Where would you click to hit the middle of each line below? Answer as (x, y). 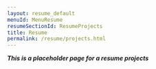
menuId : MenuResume (35, 20)
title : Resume (27, 32)
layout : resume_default (41, 13)
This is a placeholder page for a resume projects (78, 58)
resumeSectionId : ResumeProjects (55, 26)
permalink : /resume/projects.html (57, 39)
